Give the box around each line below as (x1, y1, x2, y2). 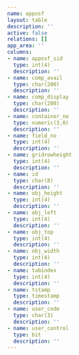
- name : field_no (7, 132, 57, 139)
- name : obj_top (7, 229, 54, 236)
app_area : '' (7, 42, 45, 49)
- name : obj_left (7, 209, 57, 216)
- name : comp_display (7, 94, 69, 101)
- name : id (7, 171, 38, 177)
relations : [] (7, 36, 48, 43)
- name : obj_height (7, 190, 63, 197)
